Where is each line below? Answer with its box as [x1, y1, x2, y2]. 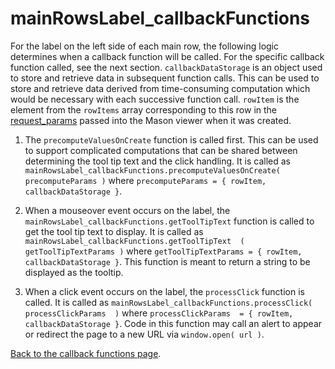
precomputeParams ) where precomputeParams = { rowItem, [24, 174, 267, 186]
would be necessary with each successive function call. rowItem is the [10, 93, 300, 105]
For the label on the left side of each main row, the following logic [10, 40, 280, 52]
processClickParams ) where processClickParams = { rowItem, [24, 307, 294, 319]
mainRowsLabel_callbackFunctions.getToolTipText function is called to [24, 215, 315, 227]
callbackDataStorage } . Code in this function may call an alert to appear [24, 317, 323, 329]
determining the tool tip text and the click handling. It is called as [24, 155, 291, 167]
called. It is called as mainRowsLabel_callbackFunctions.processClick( [24, 296, 313, 308]
